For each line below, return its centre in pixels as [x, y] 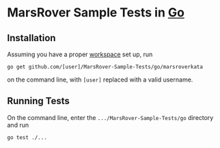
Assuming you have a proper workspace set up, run [80, 54]
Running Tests [38, 101]
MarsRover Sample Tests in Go [96, 13]
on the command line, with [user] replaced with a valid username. [100, 79]
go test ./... [27, 137]
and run [18, 125]
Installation [31, 38]
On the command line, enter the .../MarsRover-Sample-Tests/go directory [110, 117]
